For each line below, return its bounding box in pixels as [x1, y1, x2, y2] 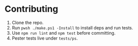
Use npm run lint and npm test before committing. [11, 30, 116, 36]
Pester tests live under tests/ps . [11, 35, 78, 41]
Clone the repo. [11, 20, 44, 25]
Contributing [4, 3, 58, 15]
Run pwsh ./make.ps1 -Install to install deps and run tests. [11, 24, 133, 30]
